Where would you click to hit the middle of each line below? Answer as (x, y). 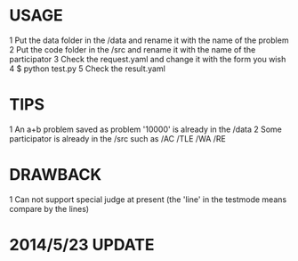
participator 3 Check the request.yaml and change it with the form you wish (148, 59)
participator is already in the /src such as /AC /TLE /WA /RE (118, 138)
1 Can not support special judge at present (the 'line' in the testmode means (148, 199)
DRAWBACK (56, 175)
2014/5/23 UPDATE (82, 245)
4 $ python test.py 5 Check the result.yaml (88, 69)
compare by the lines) (49, 208)
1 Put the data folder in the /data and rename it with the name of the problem (149, 40)
